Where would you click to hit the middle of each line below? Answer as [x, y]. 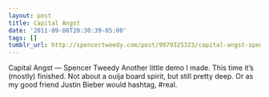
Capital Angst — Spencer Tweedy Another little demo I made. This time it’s [131, 68]
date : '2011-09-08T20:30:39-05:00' [68, 30]
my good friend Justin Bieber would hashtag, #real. [93, 85]
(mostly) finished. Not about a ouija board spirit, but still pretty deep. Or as [131, 76]
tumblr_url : [28, 45]
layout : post [30, 16]
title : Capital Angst [44, 23]
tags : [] [23, 38]
